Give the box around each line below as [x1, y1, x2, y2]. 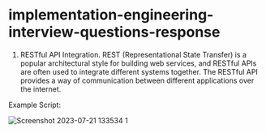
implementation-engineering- [8, 6, 214, 24]
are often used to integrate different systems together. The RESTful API [19, 66, 258, 76]
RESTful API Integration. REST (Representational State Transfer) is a [19, 49, 247, 59]
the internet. [19, 84, 62, 94]
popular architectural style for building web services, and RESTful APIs [19, 58, 257, 68]
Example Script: [8, 100, 62, 109]
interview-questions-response [8, 23, 221, 41]
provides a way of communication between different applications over [19, 75, 255, 85]
